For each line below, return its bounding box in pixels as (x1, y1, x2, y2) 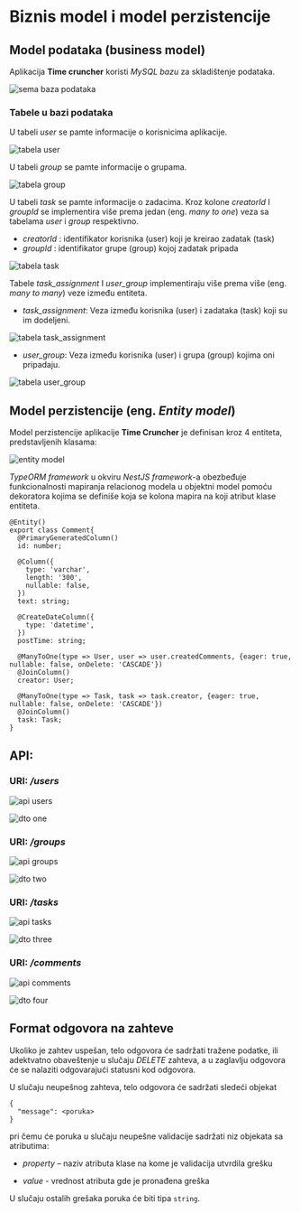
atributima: (9, 1140, 50, 1151)
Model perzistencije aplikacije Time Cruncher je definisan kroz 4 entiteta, (9, 427, 283, 438)
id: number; (17, 542, 63, 551)
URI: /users (9, 775, 59, 788)
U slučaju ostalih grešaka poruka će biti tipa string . (9, 1192, 201, 1203)
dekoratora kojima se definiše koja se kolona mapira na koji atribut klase (9, 490, 277, 502)
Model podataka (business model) (9, 42, 205, 58)
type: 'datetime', (25, 620, 95, 630)
